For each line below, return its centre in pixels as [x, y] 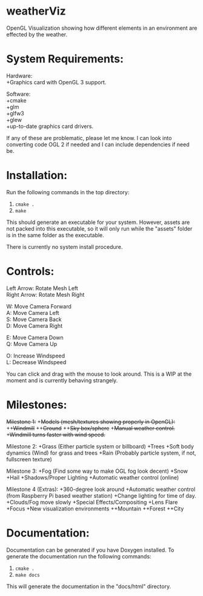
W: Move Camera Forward [39, 306]
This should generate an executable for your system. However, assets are [98, 222]
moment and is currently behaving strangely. [62, 380]
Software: [18, 94]
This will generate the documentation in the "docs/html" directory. [89, 586]
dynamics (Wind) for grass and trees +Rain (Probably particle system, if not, [101, 453]
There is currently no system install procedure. [65, 246]
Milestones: [37, 405]
